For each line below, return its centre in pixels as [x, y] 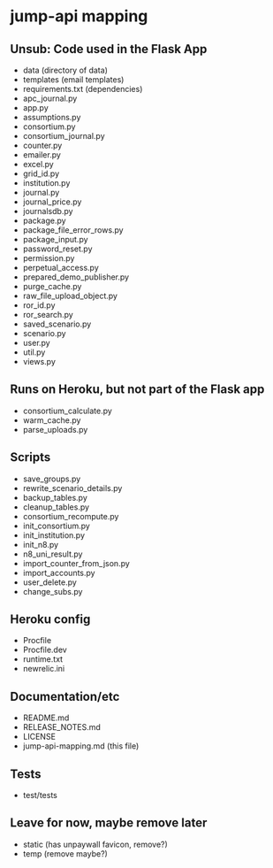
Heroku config [50, 620]
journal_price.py [52, 202]
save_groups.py [52, 479]
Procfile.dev [45, 650]
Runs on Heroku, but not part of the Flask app [137, 390]
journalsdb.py [48, 211]
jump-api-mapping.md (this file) [81, 746]
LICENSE [39, 737]
